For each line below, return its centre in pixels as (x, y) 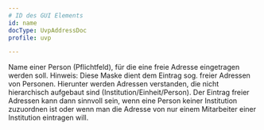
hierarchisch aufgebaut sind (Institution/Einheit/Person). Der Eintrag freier (129, 93)
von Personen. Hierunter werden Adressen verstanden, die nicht (114, 84)
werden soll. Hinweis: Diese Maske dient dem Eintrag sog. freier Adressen (129, 75)
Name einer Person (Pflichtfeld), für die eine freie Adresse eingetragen (124, 67)
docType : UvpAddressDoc (48, 30)
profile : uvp (30, 38)
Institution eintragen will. (49, 118)
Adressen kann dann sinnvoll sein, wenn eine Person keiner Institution (123, 101)
